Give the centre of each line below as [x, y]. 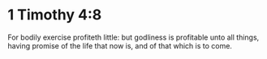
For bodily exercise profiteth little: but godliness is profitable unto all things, [133, 37]
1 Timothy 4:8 [55, 15]
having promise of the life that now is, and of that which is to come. [120, 45]
